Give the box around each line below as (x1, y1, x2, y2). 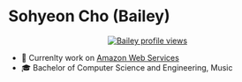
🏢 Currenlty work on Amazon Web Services (20, 52, 180, 63)
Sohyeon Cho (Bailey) (8, 6, 170, 26)
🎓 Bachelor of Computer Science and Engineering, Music (20, 62, 233, 72)
